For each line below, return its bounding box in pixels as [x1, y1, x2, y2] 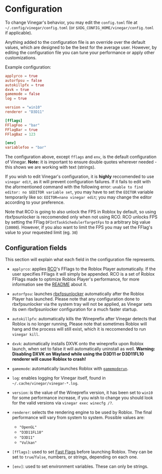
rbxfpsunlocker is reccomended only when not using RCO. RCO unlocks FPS [5, 214, 158, 220]
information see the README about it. [12, 281, 88, 287]
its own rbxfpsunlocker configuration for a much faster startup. [12, 306, 138, 312]
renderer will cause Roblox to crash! [12, 356, 86, 362]
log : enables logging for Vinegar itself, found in [12, 375, 106, 381]
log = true [5, 96, 27, 101]
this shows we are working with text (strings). [5, 164, 96, 170]
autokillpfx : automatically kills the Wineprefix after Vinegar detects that [12, 316, 156, 321]
